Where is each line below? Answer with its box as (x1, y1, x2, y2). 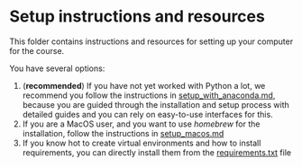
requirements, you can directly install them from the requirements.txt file (22, 146, 291, 158)
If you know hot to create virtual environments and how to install (22, 137, 261, 148)
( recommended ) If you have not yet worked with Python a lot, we (22, 80, 266, 91)
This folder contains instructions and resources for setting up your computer (9, 36, 294, 47)
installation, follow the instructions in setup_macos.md (22, 127, 224, 138)
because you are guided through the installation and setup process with (22, 99, 290, 110)
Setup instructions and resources (9, 6, 266, 27)
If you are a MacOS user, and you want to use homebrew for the (22, 119, 261, 129)
